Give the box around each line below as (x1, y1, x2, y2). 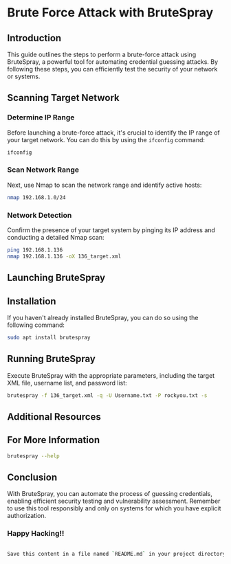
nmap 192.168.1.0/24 (7, 194, 67, 201)
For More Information (7, 434, 100, 446)
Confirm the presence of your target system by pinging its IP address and (7, 226, 215, 234)
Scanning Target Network (7, 92, 120, 104)
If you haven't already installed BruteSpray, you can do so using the (7, 313, 199, 322)
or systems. (7, 72, 41, 80)
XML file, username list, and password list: (7, 379, 127, 387)
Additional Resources (7, 411, 101, 422)
